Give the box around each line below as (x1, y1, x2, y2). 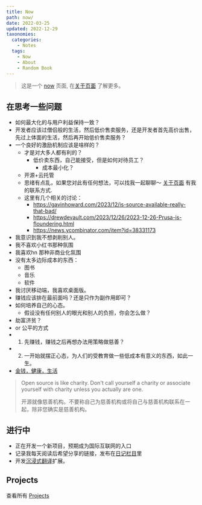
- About (17, 59, 36, 65)
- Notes (17, 43, 36, 49)
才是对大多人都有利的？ (24, 149, 83, 156)
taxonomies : (6, 31, 36, 37)
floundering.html (33, 220, 74, 227)
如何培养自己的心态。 (14, 302, 68, 309)
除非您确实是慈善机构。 (31, 405, 90, 413)
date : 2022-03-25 (6, 20, 50, 26)
